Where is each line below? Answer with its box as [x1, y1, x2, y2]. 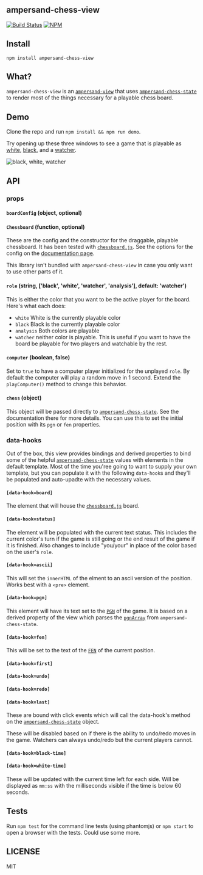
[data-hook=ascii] [6, 562, 53, 568]
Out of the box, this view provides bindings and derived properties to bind [6, 450, 191, 457]
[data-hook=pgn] [6, 595, 47, 601]
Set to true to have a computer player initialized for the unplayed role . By [6, 367, 190, 375]
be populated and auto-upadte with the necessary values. [6, 476, 152, 483]
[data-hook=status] [6, 516, 56, 522]
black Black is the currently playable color [15, 320, 120, 328]
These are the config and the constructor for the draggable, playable [6, 237, 179, 244]
